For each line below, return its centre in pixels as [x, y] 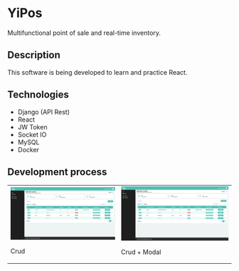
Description [34, 55]
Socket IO [32, 134]
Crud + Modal [141, 252]
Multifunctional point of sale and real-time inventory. [84, 33]
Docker [28, 149]
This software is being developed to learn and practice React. [97, 72]
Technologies [38, 95]
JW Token [32, 127]
